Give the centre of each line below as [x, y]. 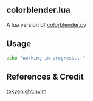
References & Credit [45, 76]
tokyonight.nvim [26, 91]
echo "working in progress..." [46, 58]
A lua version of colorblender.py [46, 24]
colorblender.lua [39, 10]
